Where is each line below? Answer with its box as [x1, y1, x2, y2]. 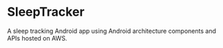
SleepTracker [7, 4, 85, 20]
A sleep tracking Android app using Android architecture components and [7, 27, 217, 35]
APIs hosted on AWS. [7, 34, 67, 42]
